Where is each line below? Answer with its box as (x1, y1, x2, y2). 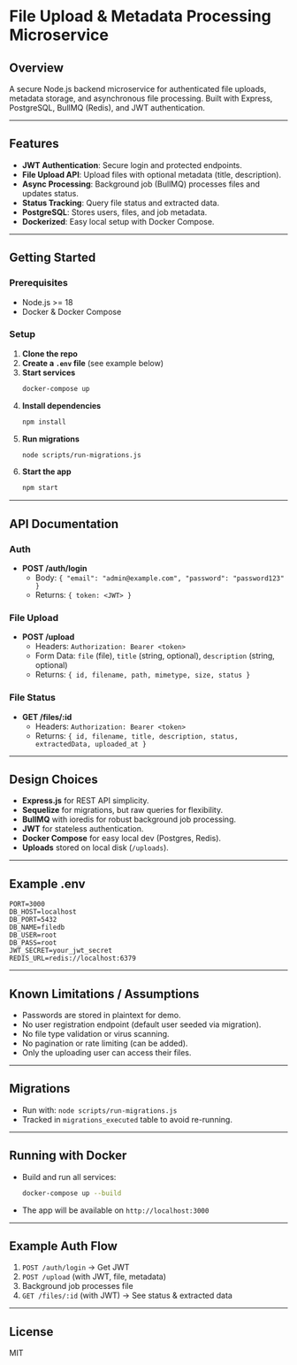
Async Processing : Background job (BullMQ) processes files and (21, 179, 261, 189)
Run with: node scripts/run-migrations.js (21, 1104, 178, 1116)
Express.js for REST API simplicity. (21, 795, 149, 806)
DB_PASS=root (9, 939, 57, 947)
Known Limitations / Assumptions (9, 986, 200, 1001)
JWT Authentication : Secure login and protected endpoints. (21, 159, 243, 170)
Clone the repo (21, 348, 78, 359)
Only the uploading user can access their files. (21, 1047, 192, 1058)
